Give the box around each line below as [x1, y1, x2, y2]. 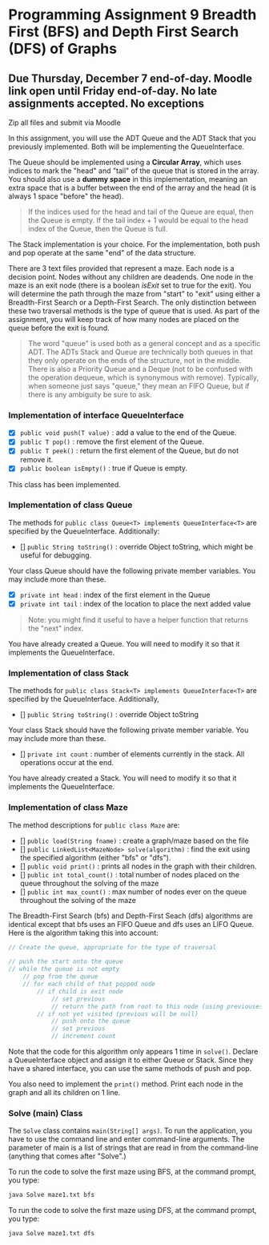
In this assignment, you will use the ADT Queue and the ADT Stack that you [8, 134, 256, 143]
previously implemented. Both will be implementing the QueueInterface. [8, 142, 245, 151]
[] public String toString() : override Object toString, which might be [19, 542, 254, 551]
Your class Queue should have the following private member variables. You [8, 566, 256, 575]
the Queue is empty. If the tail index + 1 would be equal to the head [27, 216, 249, 225]
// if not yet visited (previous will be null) [37, 1009, 199, 1018]
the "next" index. [27, 623, 84, 633]
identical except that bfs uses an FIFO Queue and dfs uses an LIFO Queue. [8, 919, 255, 929]
